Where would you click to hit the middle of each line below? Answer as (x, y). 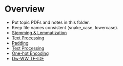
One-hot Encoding (30, 53)
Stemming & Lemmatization (39, 33)
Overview (25, 9)
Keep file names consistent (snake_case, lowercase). (65, 27)
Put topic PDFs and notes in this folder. (51, 22)
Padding (20, 43)
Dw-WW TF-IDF (28, 58)
